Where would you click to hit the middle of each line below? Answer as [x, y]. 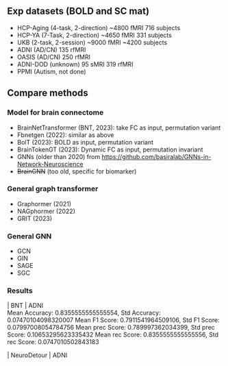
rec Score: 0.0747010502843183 [53, 342]
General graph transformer [53, 189]
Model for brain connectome [55, 112]
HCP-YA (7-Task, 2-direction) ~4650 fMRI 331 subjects [94, 35]
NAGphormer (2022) [46, 211]
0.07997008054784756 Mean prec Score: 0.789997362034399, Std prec [111, 328]
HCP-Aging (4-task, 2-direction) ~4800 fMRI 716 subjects [99, 27]
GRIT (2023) [35, 218]
